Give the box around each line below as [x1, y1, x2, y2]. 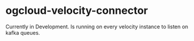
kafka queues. [5, 29, 41, 36]
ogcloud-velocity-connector [5, 4, 148, 17]
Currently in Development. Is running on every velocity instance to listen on [5, 23, 189, 30]
